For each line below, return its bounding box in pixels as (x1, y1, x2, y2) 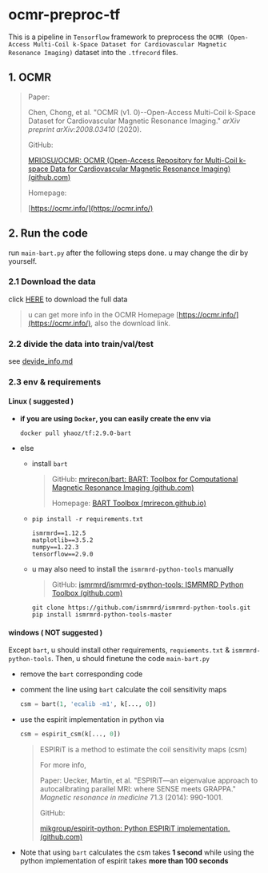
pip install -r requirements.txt (31, 516, 144, 524)
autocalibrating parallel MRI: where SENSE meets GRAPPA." (39, 784, 236, 794)
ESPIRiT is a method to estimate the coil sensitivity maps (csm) (39, 745, 248, 755)
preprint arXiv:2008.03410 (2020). (27, 124, 142, 134)
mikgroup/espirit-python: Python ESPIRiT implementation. (39, 823, 230, 833)
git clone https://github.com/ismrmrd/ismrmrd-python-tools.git (31, 604, 251, 612)
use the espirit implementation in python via (19, 715, 165, 724)
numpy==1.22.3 (31, 544, 79, 552)
